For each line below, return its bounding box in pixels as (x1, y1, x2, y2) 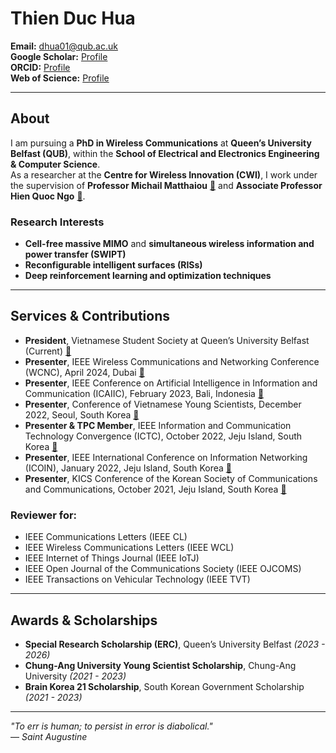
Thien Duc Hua (10, 7, 136, 30)
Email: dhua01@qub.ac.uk (10, 40, 118, 52)
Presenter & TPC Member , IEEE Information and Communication (24, 419, 292, 431)
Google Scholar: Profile (10, 50, 108, 62)
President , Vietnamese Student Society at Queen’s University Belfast (24, 334, 310, 346)
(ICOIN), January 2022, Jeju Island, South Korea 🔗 (24, 462, 232, 474)
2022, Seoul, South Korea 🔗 (24, 408, 140, 421)
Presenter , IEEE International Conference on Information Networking (24, 451, 308, 463)
